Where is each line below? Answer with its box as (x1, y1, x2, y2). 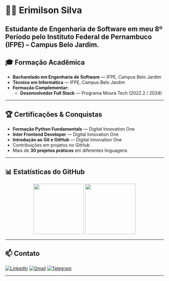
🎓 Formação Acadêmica (5, 58, 85, 67)
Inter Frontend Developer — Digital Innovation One (12, 131, 119, 138)
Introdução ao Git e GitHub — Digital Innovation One (12, 137, 122, 143)
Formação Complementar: (12, 85, 69, 91)
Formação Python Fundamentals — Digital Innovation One (12, 126, 135, 132)
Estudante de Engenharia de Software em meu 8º (5, 25, 162, 33)
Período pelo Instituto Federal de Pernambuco (5, 32, 152, 41)
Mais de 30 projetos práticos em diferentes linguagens (12, 147, 127, 153)
